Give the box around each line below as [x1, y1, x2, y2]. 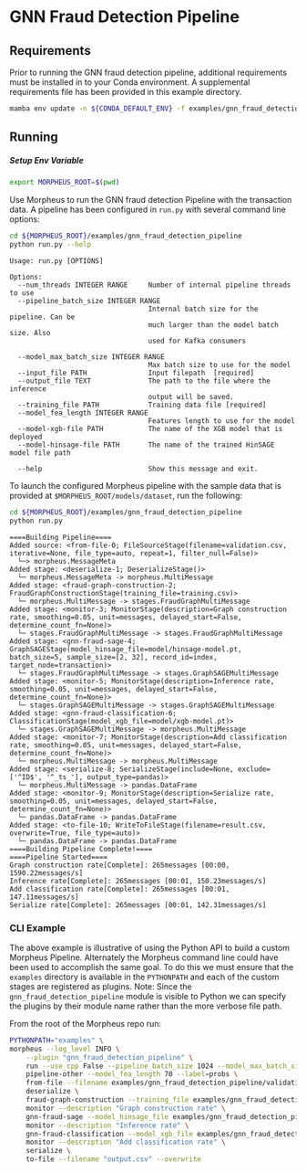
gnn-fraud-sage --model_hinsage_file [25, 1112, 169, 1121]
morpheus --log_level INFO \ [9, 1044, 120, 1053]
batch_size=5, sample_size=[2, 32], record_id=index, [9, 652, 219, 661]
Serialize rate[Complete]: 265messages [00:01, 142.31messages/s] [9, 900, 267, 910]
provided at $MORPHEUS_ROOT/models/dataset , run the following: [9, 490, 243, 501]
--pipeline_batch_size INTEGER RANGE [17, 296, 161, 305]
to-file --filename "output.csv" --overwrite [25, 1155, 202, 1164]
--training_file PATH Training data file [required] [17, 400, 267, 409]
